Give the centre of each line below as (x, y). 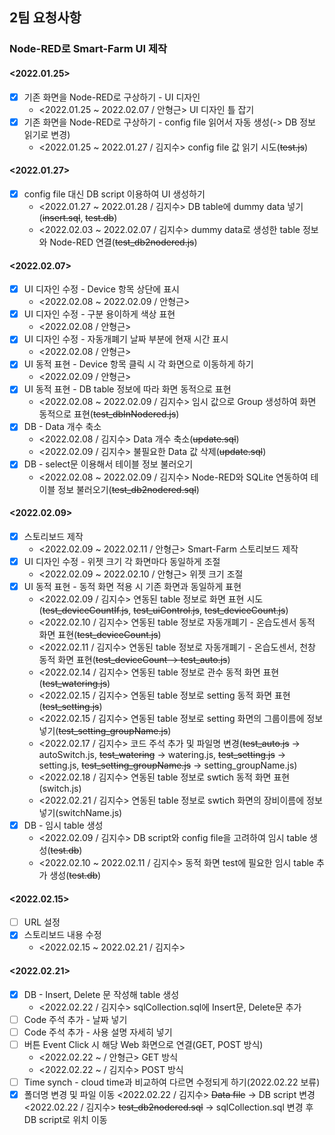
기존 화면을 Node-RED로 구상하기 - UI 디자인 (112, 97)
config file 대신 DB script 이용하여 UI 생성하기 (114, 194)
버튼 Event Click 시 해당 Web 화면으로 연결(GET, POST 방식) (143, 1044)
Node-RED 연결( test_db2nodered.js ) (123, 242)
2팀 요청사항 (45, 18)
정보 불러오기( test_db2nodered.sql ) (128, 489)
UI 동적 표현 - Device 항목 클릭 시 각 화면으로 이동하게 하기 (138, 364)
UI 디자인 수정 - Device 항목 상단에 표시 (101, 289)
